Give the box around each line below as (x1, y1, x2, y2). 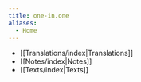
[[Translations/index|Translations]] (19, 49, 134, 58)
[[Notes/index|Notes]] (19, 57, 92, 66)
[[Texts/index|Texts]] (19, 65, 89, 75)
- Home (15, 26, 37, 34)
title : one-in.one (8, 11, 69, 20)
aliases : (8, 19, 37, 27)
